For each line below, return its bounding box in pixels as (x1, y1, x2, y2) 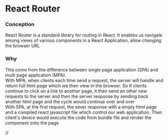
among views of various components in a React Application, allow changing (5, 37, 161, 43)
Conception (5, 21, 35, 28)
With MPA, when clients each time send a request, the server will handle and (5, 77, 163, 83)
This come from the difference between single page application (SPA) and (5, 66, 158, 72)
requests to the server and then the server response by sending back (5, 93, 149, 99)
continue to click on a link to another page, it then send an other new (5, 88, 147, 94)
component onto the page (5, 119, 59, 125)
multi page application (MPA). (5, 72, 67, 78)
